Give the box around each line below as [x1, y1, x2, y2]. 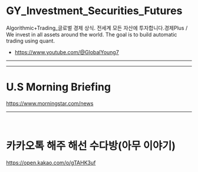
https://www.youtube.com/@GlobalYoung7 [14, 48, 119, 55]
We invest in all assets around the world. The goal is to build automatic [6, 31, 177, 38]
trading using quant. [6, 37, 55, 44]
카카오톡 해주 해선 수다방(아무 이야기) [6, 140, 176, 153]
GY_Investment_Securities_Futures [6, 4, 183, 18]
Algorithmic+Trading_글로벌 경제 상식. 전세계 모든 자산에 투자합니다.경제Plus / [6, 24, 188, 31]
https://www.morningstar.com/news [6, 100, 94, 107]
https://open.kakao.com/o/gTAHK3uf [6, 159, 96, 166]
